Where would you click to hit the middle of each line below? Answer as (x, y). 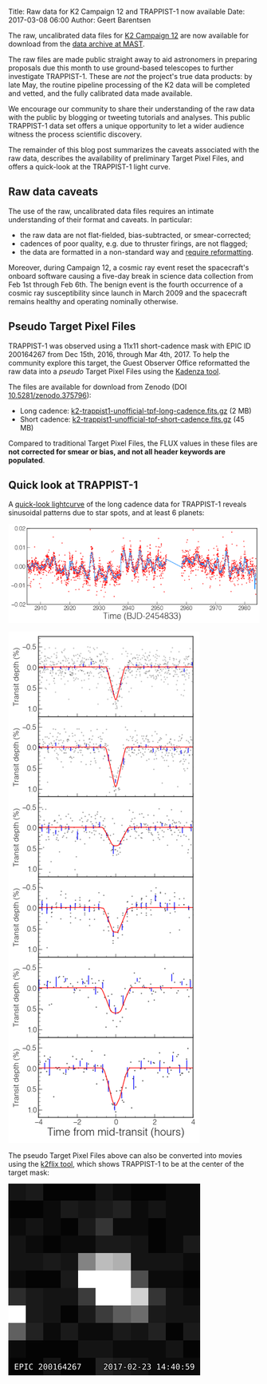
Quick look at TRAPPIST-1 (73, 485)
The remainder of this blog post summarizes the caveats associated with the (134, 150)
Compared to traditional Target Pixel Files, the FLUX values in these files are (133, 443)
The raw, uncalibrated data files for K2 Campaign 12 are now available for (129, 36)
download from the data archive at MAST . (77, 44)
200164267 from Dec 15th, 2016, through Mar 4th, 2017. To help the (119, 354)
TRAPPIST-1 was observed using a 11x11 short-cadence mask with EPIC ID (130, 346)
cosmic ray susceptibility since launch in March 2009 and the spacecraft (128, 293)
